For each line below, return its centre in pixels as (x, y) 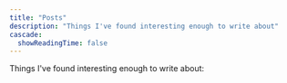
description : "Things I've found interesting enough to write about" (144, 26)
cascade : (26, 34)
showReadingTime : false (62, 43)
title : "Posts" (38, 18)
